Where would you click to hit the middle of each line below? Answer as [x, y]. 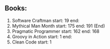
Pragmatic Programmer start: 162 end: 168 [56, 31]
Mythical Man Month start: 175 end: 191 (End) [59, 26]
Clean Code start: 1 [32, 42]
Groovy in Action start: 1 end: [42, 36]
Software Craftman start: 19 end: [46, 20]
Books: [16, 8]
